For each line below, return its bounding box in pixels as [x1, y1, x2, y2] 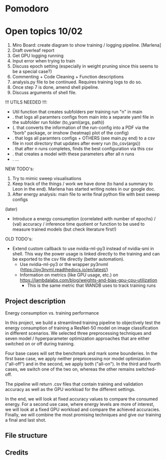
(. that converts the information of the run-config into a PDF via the [12, 125, 149, 131]
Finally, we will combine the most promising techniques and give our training [5, 411, 162, 417]
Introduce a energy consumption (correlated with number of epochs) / [12, 216, 156, 222]
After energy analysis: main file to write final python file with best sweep [12, 192, 160, 197]
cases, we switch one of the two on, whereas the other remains [5, 366, 135, 372]
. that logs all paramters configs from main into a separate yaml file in [12, 114, 154, 120]
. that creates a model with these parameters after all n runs [12, 151, 135, 157]
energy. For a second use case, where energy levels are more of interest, [5, 401, 155, 407]
